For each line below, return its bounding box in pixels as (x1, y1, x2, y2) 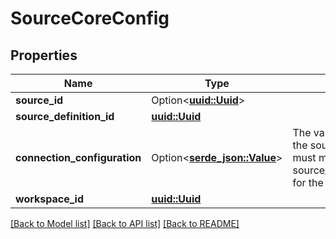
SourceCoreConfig (10, 7, 170, 30)
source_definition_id (15, 110, 115, 123)
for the (292, 176, 324, 189)
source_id (15, 93, 64, 107)
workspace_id (15, 192, 84, 206)
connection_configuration (15, 151, 142, 164)
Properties (10, 47, 78, 64)
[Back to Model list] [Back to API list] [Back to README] (10, 218, 240, 229)
